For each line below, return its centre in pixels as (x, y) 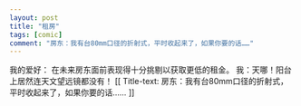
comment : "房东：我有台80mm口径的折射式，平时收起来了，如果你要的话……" (131, 43)
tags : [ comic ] (36, 34)
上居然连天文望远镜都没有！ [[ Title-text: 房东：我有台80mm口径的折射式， (149, 82)
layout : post (34, 18)
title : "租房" (35, 26)
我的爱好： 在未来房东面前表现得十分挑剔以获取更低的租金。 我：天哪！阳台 (150, 70)
